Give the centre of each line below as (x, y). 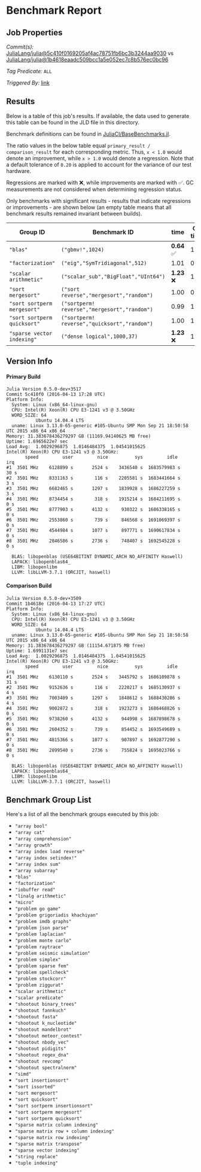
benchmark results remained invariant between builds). (74, 214)
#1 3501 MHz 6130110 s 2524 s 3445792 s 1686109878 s (93, 677)
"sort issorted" (35, 1087)
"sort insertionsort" (42, 1080)
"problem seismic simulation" (53, 954)
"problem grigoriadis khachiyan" (57, 915)
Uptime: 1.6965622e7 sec (37, 442)
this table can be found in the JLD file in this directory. (73, 122)
